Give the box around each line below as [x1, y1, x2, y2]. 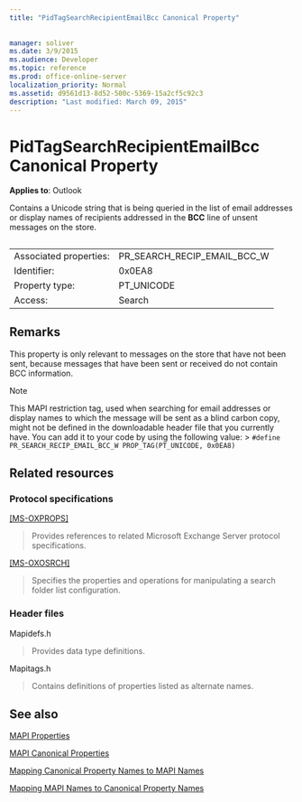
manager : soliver [9, 38, 75, 48]
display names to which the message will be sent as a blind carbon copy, [9, 412, 280, 423]
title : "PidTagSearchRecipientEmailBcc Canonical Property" [9, 13, 241, 23]
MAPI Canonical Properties [9, 748, 110, 759]
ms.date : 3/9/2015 [9, 47, 78, 56]
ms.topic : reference [9, 64, 87, 73]
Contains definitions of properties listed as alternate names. [31, 680, 254, 691]
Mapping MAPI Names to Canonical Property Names [9, 783, 205, 794]
